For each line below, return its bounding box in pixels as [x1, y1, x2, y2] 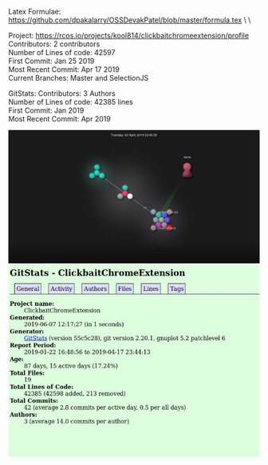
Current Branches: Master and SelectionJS [8, 74, 149, 82]
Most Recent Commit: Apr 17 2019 [8, 65, 120, 74]
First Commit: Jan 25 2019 [8, 56, 95, 66]
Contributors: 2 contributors [8, 39, 100, 49]
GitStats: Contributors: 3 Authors [8, 89, 116, 98]
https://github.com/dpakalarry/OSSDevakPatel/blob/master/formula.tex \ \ [8, 15, 251, 25]
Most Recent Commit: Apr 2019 [8, 114, 112, 123]
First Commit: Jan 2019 [8, 105, 85, 115]
